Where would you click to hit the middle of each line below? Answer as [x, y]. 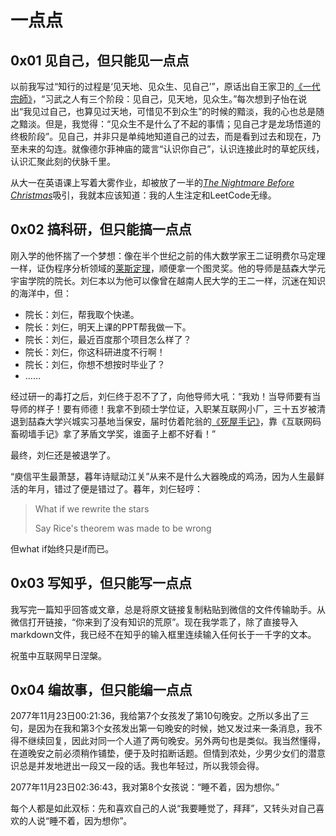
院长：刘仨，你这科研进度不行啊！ [95, 352]
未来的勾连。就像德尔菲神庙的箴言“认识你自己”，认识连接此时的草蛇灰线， [171, 149]
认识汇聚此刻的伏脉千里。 [63, 161]
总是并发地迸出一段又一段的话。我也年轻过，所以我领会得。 [141, 766]
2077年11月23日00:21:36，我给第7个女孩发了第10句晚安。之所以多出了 [155, 716]
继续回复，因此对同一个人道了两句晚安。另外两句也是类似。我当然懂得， [176, 741]
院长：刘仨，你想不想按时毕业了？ [95, 364]
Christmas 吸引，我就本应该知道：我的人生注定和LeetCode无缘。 [143, 195]
